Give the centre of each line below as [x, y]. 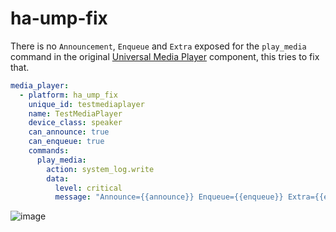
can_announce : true [69, 132]
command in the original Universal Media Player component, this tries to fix [165, 56]
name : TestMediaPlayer [75, 113]
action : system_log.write [100, 169]
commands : [49, 151]
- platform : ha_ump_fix [68, 95]
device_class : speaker [75, 123]
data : [58, 178]
